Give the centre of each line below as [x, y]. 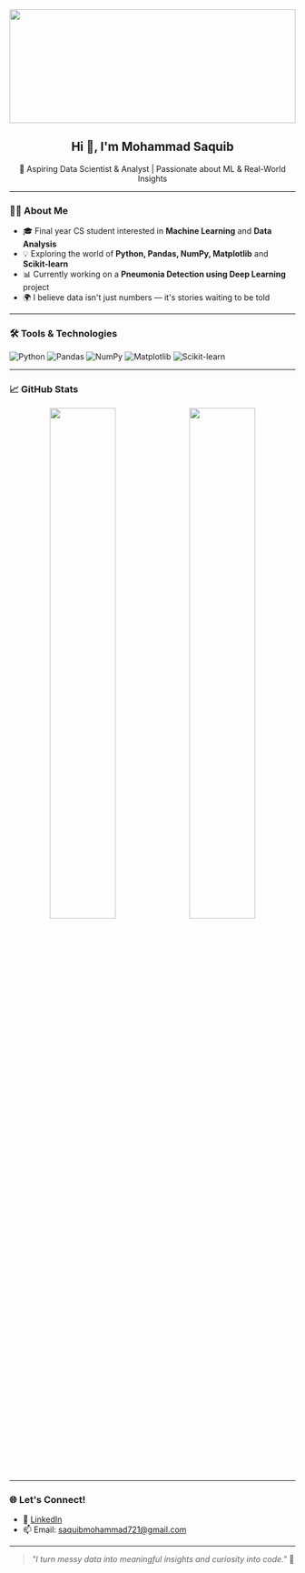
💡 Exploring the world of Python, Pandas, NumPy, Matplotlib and [146, 254]
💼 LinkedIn [42, 1519]
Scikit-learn [45, 264]
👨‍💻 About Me [39, 210]
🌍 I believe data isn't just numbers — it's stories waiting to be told [146, 297]
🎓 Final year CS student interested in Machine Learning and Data [147, 231]
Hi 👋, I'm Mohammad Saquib [152, 147]
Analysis [39, 244]
